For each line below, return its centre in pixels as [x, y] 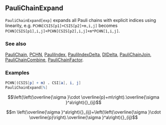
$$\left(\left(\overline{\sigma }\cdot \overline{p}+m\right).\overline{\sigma [83, 97]
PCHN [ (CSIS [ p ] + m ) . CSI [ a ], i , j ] [43, 83]
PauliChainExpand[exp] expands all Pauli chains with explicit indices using [81, 20]
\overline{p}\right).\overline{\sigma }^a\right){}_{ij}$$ [83, 118]
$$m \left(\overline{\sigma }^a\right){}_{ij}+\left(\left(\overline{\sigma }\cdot [83, 112]
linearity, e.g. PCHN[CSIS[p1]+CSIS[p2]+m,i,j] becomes [61, 25]
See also [16, 43]
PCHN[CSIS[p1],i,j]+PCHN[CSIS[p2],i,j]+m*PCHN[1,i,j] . [63, 31]
